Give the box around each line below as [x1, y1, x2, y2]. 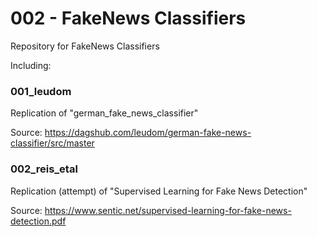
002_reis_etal [10, 162, 78, 176]
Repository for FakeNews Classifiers [10, 40, 160, 52]
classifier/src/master [10, 137, 95, 149]
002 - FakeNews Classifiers [10, 7, 247, 30]
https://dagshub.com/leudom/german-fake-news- [44, 127, 252, 139]
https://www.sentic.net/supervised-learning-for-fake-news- [44, 204, 292, 216]
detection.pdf [10, 215, 67, 227]
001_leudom [10, 84, 72, 98]
